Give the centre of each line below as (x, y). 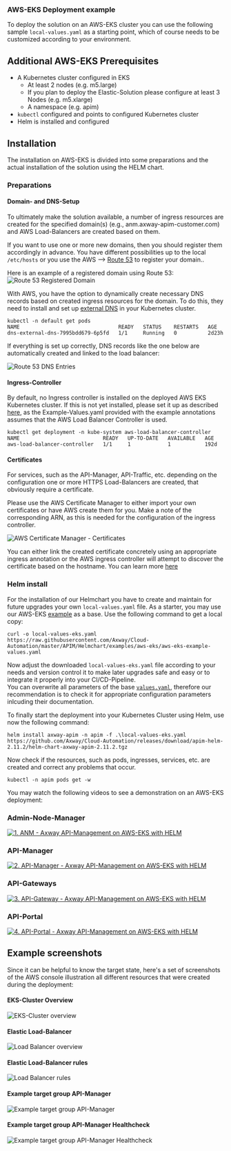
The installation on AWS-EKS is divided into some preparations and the (108, 159)
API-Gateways (32, 883)
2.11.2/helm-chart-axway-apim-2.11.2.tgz (68, 747)
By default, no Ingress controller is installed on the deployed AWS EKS (107, 397)
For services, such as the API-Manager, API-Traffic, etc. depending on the (112, 475)
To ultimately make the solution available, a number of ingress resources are (115, 217)
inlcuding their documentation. (51, 701)
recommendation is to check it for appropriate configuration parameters (109, 694)
